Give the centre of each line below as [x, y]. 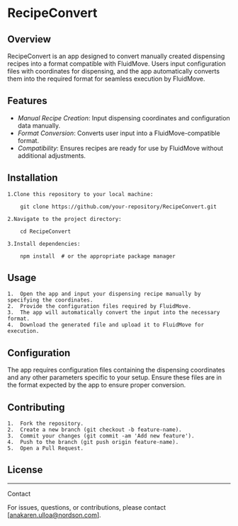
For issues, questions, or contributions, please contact [87, 507]
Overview [29, 39]
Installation [33, 178]
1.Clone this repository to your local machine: [80, 194]
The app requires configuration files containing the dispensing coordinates [116, 370]
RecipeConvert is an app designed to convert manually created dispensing [116, 56]
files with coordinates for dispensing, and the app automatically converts [114, 71]
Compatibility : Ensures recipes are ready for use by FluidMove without [120, 148]
